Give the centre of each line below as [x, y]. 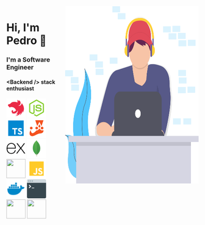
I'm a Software [28, 60]
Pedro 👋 [27, 41]
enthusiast [20, 88]
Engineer [20, 68]
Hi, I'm [23, 28]
